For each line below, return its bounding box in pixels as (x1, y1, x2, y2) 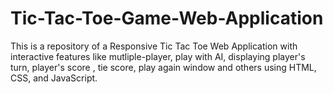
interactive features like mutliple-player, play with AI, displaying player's (10, 50, 306, 62)
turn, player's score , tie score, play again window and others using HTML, (10, 61, 317, 73)
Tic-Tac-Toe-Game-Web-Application (10, 7, 324, 30)
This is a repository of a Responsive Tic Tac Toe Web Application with (10, 40, 298, 52)
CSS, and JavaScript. (10, 72, 98, 84)
